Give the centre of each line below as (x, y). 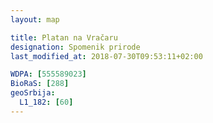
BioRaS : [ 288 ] (40, 84)
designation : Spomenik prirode (75, 47)
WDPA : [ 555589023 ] (48, 74)
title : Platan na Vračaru (64, 37)
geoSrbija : (33, 93)
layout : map (35, 19)
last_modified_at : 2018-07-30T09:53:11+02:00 (106, 56)
